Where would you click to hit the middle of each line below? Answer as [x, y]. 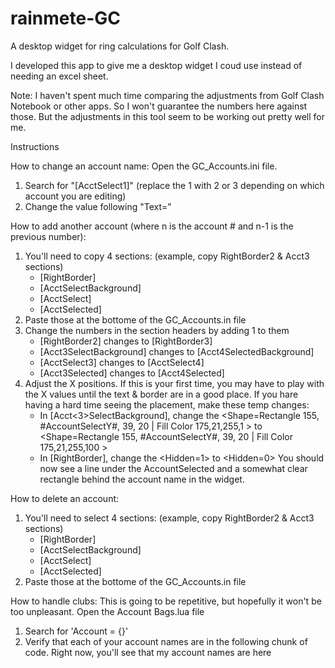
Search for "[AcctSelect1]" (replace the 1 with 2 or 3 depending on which [174, 185]
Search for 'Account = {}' [76, 631]
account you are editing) [75, 196]
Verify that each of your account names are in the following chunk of [166, 641]
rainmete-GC [66, 18]
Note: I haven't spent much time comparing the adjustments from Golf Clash [167, 95]
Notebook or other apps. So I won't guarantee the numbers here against [159, 106]
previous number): [48, 236]
